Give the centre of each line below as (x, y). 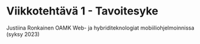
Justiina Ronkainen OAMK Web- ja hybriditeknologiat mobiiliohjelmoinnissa (100, 28)
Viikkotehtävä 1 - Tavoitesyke (82, 11)
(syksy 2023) (23, 34)
